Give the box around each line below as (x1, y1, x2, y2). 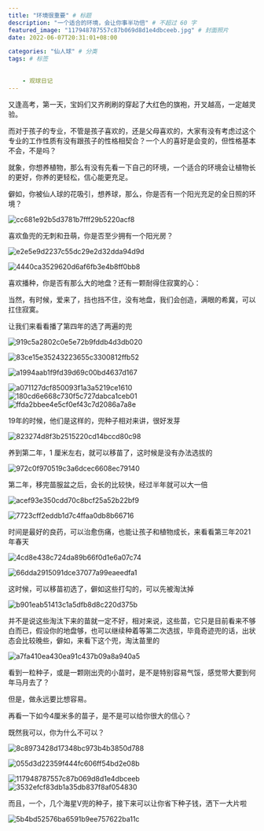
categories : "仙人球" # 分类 (8, 48, 98, 56)
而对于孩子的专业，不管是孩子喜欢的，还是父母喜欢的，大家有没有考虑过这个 (8, 126, 256, 135)
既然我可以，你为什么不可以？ (8, 727, 104, 737)
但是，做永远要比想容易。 (8, 694, 91, 704)
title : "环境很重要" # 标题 (8, 11, 92, 20)
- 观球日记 (22, 76, 53, 85)
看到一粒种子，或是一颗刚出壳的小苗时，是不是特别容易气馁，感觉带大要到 (8, 667, 249, 677)
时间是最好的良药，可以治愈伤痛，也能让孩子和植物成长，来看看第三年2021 (8, 526, 251, 536)
